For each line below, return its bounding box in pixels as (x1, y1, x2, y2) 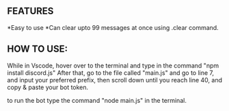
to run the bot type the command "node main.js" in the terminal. (7, 96, 187, 104)
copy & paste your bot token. (7, 83, 89, 91)
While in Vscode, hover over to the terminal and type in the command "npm (7, 61, 219, 69)
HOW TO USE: (7, 44, 68, 55)
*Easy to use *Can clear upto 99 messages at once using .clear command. (7, 23, 219, 31)
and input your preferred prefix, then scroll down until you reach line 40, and (7, 76, 222, 84)
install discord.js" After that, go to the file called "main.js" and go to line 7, (7, 68, 214, 77)
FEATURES (7, 5, 54, 17)
